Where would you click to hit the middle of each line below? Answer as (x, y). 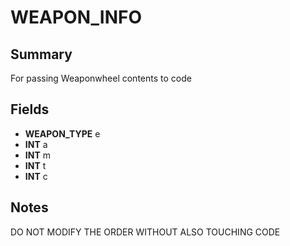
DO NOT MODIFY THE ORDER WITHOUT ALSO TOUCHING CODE (145, 232)
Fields (30, 109)
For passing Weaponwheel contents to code (101, 78)
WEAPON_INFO (76, 17)
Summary (41, 54)
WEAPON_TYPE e (62, 133)
